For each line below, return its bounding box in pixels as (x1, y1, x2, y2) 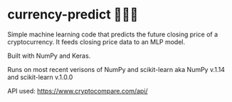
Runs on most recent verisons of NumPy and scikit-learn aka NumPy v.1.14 (7, 65, 226, 73)
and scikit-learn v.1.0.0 (7, 73, 73, 81)
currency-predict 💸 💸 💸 (7, 6, 139, 23)
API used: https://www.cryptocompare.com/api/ (7, 86, 148, 95)
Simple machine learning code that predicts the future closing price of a (7, 30, 218, 39)
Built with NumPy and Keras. (7, 51, 91, 60)
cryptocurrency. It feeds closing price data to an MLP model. (7, 37, 186, 46)
